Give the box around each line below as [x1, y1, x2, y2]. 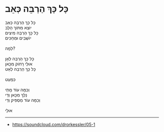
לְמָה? [5, 45, 16, 51]
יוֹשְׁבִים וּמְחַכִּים [5, 35, 32, 41]
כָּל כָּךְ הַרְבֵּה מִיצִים [5, 30, 39, 36]
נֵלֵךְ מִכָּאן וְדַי [5, 92, 28, 98]
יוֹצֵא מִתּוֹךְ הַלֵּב [5, 24, 32, 30]
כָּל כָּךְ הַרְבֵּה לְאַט [5, 66, 36, 72]
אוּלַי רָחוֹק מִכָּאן [5, 61, 33, 67]
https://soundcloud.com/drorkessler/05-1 [12, 121, 96, 127]
